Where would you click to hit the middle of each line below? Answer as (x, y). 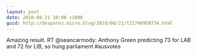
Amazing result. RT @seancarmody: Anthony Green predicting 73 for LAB (99, 40)
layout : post (23, 12)
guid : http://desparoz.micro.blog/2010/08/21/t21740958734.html (90, 23)
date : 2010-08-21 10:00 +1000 (45, 17)
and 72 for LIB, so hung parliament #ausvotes (63, 46)
